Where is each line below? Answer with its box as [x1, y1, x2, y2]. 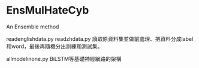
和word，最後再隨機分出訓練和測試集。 [6, 43, 103, 50]
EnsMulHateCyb [6, 4, 89, 17]
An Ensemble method [6, 23, 59, 30]
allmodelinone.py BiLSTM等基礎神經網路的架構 [6, 55, 122, 62]
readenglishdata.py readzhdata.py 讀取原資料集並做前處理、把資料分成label [6, 35, 194, 42]
